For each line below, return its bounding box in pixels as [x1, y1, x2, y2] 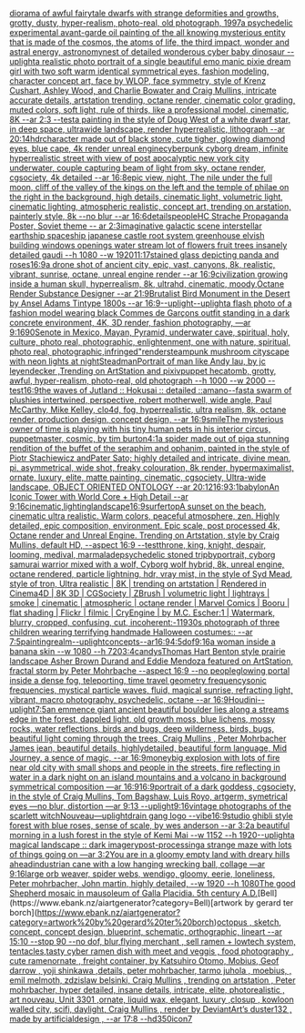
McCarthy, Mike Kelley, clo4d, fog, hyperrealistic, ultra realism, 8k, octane [9, 404, 287, 415]
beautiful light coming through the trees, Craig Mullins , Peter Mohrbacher [9, 733, 287, 744]
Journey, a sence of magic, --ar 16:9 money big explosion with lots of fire [9, 753, 280, 763]
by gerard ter [244, 897, 294, 908]
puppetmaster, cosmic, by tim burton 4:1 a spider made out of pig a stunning [9, 433, 290, 444]
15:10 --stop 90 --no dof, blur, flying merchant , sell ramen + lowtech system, [9, 937, 296, 947]
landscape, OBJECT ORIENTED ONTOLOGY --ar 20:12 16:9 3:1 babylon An [9, 481, 280, 492]
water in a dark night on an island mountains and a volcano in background [9, 772, 287, 782]
